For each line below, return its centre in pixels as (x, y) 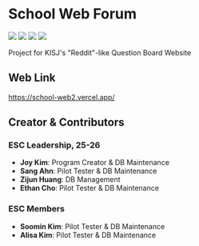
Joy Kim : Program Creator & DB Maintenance (95, 163)
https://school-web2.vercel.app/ (62, 97)
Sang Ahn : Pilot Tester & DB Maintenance (88, 171)
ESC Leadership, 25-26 (54, 145)
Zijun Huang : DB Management (70, 179)
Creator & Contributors (66, 122)
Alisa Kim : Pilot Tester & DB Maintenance (88, 235)
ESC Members (37, 209)
